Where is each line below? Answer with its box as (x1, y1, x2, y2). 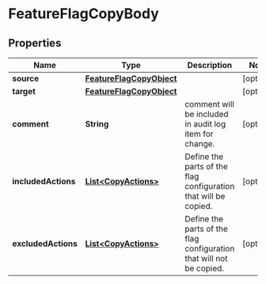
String (85, 119, 109, 129)
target (12, 86, 36, 97)
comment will (184, 99, 235, 109)
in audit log (184, 119, 226, 129)
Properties (8, 36, 62, 50)
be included (184, 108, 229, 119)
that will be (184, 191, 226, 202)
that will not (184, 253, 228, 263)
